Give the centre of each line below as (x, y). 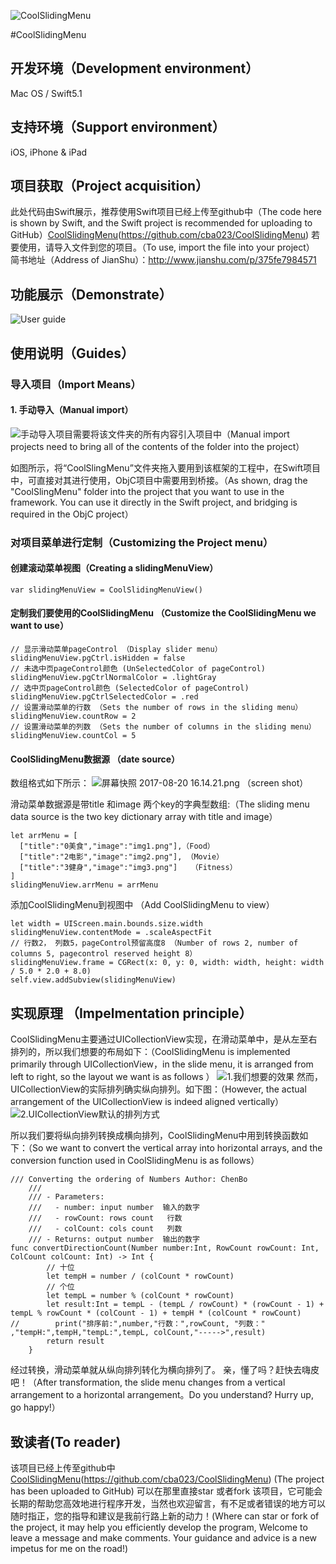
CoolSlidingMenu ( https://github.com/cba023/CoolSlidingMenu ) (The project (167, 1479)
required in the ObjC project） (72, 514)
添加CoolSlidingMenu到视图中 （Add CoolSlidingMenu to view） (142, 905)
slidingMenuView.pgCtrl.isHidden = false (98, 658)
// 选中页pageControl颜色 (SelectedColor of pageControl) (130, 688)
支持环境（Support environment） (118, 127)
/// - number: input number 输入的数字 (114, 1208)
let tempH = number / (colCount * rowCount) (140, 1276)
